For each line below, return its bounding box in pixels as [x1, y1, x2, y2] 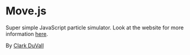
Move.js [5, 4, 47, 18]
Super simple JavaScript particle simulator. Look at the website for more [5, 24, 184, 31]
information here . [5, 30, 49, 37]
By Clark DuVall [5, 42, 44, 49]
